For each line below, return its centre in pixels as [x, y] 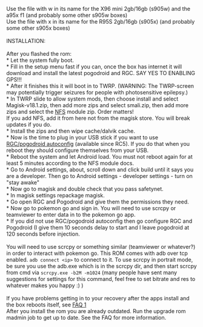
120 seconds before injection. [43, 234]
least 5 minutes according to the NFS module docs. [70, 163]
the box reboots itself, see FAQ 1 [46, 305]
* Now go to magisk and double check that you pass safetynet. [85, 189]
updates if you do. [29, 124]
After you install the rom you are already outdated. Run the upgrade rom [96, 311]
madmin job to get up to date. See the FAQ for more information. [86, 318]
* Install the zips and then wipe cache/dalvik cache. [71, 131]
